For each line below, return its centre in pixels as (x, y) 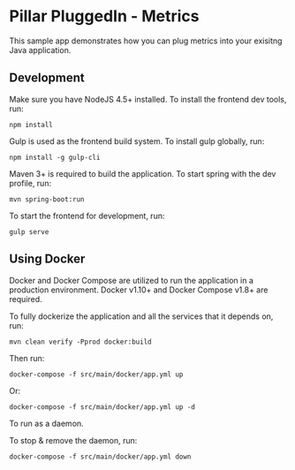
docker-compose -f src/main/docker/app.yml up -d (102, 407)
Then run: (27, 358)
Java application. (40, 49)
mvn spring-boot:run (47, 199)
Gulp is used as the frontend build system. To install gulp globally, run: (137, 141)
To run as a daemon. (46, 423)
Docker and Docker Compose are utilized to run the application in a (131, 280)
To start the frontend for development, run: (87, 216)
